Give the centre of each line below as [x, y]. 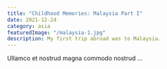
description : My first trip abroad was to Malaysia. [84, 39]
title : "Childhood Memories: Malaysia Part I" [75, 13]
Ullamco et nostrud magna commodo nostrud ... [75, 58]
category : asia [29, 26]
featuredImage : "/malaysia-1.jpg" [57, 32]
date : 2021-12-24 [32, 20]
